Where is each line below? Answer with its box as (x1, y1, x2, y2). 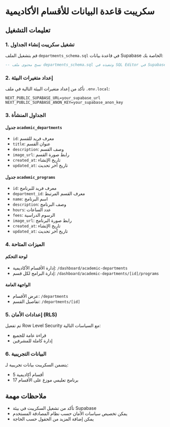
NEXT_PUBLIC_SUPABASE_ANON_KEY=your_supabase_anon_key (5, 100, 123, 105)
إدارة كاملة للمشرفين (12, 338, 53, 343)
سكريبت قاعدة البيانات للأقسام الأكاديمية (5, 6, 155, 17)
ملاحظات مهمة (5, 392, 47, 400)
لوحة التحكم (5, 253, 28, 259)
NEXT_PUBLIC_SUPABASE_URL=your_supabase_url (5, 96, 101, 101)
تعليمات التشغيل (5, 26, 51, 34)
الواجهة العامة (5, 282, 31, 288)
